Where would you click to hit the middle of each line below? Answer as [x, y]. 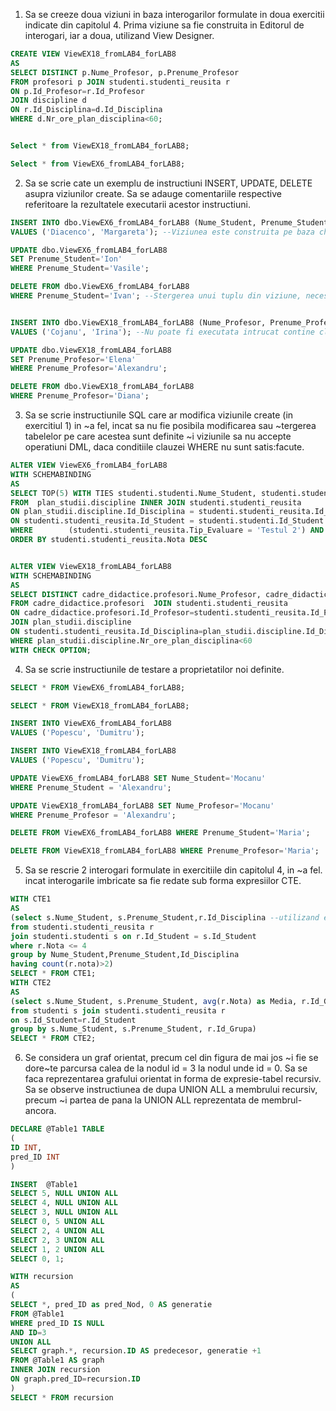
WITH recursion [42, 1277]
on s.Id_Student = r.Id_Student [73, 1020]
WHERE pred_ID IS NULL [57, 1323]
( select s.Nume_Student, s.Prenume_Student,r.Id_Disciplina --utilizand [165, 917]
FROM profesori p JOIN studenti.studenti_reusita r [120, 82]
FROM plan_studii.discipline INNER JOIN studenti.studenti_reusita [156, 502]
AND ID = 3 [28, 1332]
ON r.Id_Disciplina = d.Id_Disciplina [86, 110]
